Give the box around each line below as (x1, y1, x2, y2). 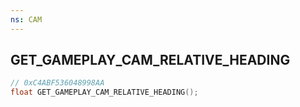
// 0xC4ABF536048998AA (10, 78, 105, 88)
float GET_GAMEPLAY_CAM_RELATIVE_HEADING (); (10, 87, 199, 98)
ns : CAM (10, 14, 43, 25)
